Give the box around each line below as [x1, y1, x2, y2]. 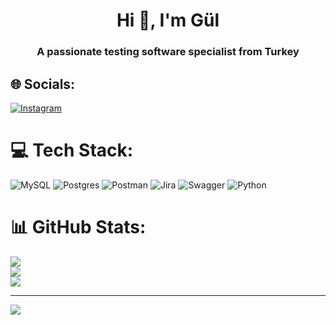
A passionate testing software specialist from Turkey [36, 45, 300, 59]
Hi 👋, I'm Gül [116, 9, 220, 32]
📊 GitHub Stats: [10, 216, 147, 239]
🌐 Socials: [10, 75, 76, 93]
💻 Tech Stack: [10, 139, 134, 162]
